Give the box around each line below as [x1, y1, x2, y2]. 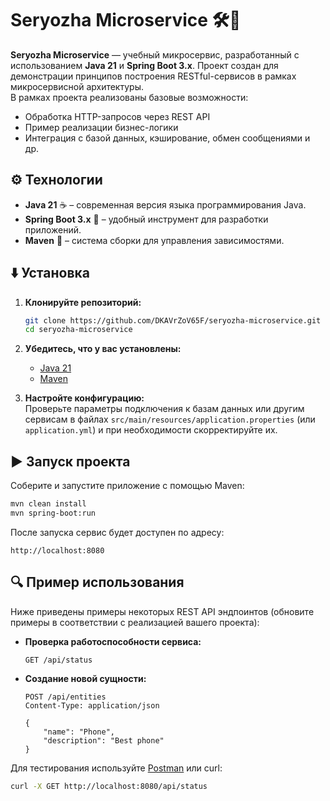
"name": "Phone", [43, 727, 115, 737]
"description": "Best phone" [43, 735, 165, 746]
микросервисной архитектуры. [10, 80, 144, 92]
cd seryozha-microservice [24, 325, 133, 335]
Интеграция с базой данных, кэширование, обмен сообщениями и [24, 132, 311, 144]
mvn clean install [10, 499, 87, 509]
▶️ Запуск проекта [10, 453, 131, 470]
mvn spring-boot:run [10, 508, 97, 518]
